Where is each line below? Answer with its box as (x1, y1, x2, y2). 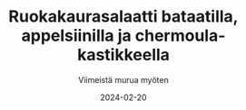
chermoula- (134, 25, 226, 46)
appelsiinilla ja (21, 25, 132, 46)
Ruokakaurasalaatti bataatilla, (8, 6, 239, 27)
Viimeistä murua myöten (78, 74, 169, 85)
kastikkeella (76, 45, 171, 65)
